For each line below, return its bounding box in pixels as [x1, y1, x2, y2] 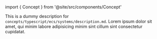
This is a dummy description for [5, 13, 69, 19]
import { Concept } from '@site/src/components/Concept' [5, 4, 122, 10]
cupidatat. [5, 29, 25, 34]
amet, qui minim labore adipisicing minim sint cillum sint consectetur [5, 24, 143, 29]
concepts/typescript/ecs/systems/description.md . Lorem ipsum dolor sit [5, 19, 153, 24]
